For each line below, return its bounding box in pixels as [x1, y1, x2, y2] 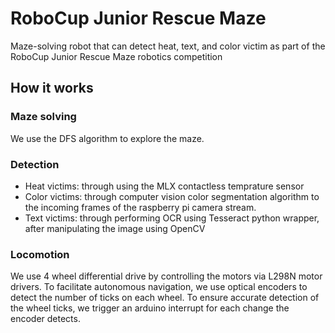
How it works [10, 80, 94, 97]
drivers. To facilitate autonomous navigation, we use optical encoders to [10, 281, 308, 293]
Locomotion [10, 247, 70, 261]
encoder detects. [10, 313, 81, 325]
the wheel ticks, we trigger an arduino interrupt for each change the [10, 302, 290, 314]
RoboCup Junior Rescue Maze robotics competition [10, 50, 223, 62]
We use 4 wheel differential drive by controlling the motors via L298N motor [10, 270, 323, 282]
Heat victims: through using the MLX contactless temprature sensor [24, 180, 305, 192]
